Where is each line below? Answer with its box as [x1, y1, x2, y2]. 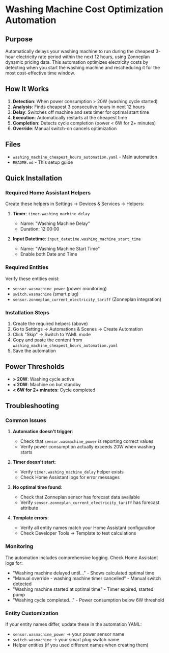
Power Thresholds [5, 362, 65, 371]
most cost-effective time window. [5, 70, 75, 76]
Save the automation [12, 347, 56, 354]
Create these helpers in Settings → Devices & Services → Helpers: [5, 200, 145, 207]
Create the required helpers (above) [12, 320, 88, 326]
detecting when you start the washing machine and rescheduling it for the [5, 65, 160, 70]
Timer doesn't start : [12, 459, 56, 465]
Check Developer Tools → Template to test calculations [20, 530, 136, 536]
